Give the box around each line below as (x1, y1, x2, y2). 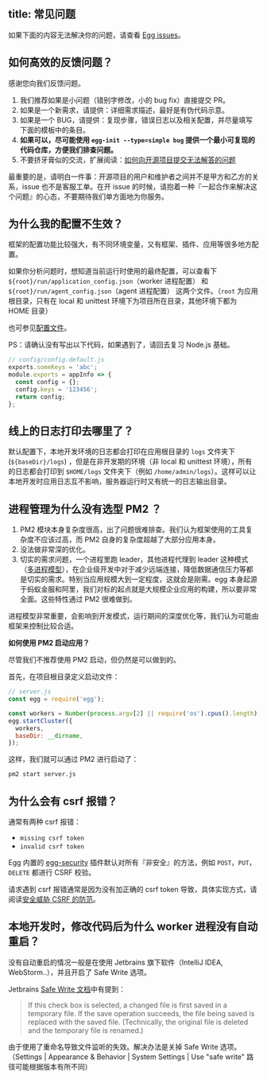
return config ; (15, 393, 66, 401)
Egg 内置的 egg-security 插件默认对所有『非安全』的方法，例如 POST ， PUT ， (8, 858, 257, 867)
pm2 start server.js (8, 770, 77, 778)
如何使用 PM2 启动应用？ (8, 638, 90, 648)
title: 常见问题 (8, 7, 76, 21)
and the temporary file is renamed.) (27, 1025, 144, 1035)
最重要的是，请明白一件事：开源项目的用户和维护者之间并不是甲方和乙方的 (8, 172, 252, 181)
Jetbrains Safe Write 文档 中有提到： (8, 984, 126, 994)
